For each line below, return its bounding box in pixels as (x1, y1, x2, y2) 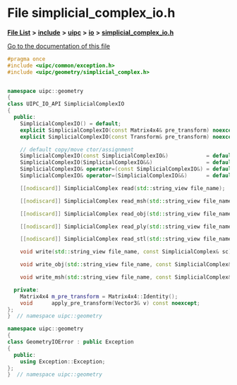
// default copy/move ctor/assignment (20, 146, 134, 153)
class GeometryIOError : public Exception (7, 339, 134, 346)
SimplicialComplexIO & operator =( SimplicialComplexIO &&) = (20, 172, 210, 179)
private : (13, 286, 39, 294)
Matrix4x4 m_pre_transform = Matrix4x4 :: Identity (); (20, 293, 178, 300)
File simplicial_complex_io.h (7, 5, 176, 21)
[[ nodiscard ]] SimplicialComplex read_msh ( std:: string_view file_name (20, 197, 232, 205)
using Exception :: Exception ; (20, 358, 106, 365)
